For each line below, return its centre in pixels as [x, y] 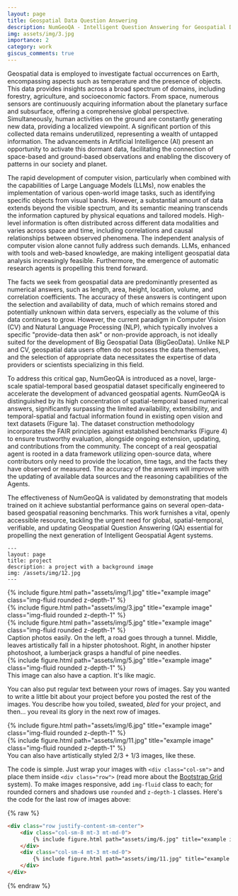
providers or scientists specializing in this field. [76, 364]
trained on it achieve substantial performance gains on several [98, 505]
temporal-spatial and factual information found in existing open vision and [115, 416]
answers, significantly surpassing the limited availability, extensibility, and [115, 408]
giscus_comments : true [41, 54]
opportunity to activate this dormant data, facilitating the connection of [110, 149]
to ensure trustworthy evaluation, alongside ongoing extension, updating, [114, 438]
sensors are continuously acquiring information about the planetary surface [118, 103]
